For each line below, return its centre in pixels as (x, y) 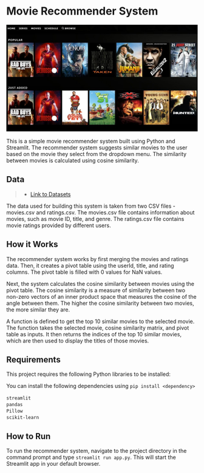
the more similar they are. (38, 309)
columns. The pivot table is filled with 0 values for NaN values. (84, 272)
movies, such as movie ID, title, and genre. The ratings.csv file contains (95, 219)
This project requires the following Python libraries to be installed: (89, 374)
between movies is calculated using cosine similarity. (73, 160)
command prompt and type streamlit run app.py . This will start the (91, 457)
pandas (15, 405)
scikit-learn (23, 418)
